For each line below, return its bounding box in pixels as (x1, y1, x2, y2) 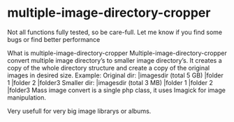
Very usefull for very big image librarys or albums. (7, 107, 152, 115)
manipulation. (7, 93, 47, 102)
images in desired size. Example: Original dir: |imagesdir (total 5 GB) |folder (7, 71, 224, 79)
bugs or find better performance (7, 35, 101, 43)
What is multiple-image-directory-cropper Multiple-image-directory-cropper (7, 49, 227, 57)
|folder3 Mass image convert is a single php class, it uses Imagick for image (7, 86, 226, 94)
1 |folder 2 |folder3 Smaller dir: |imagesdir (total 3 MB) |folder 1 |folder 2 (7, 78, 213, 86)
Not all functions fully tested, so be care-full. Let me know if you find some (7, 28, 222, 36)
